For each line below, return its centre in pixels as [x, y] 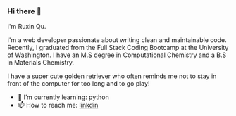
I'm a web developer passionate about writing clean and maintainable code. [117, 40]
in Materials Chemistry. [41, 63]
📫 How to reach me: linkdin [58, 105]
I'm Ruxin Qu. [27, 27]
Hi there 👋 [25, 11]
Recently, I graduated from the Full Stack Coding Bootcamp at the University [118, 48]
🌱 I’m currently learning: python [63, 97]
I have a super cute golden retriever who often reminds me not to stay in [112, 76]
